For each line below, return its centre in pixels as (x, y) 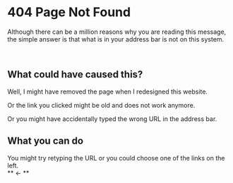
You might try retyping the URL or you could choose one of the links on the (116, 158)
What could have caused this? (75, 75)
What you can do (45, 141)
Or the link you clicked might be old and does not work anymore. (101, 105)
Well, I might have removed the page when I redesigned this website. (108, 91)
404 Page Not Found (69, 12)
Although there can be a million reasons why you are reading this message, (117, 32)
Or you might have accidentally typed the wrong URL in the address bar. (112, 119)
